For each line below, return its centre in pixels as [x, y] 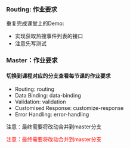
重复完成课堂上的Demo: [35, 23]
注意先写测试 [30, 43]
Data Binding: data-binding [48, 96]
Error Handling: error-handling [52, 115]
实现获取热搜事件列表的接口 [49, 36]
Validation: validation [40, 102]
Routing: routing [35, 89]
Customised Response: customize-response [69, 108]
